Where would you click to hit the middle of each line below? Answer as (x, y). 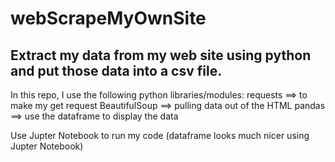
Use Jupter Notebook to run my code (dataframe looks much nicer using (160, 135)
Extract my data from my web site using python (161, 55)
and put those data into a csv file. (116, 70)
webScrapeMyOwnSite (108, 18)
